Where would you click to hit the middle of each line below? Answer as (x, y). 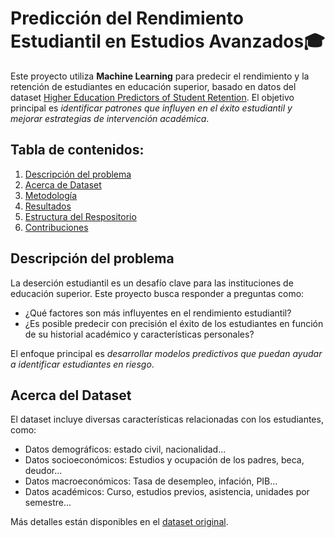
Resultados (48, 206)
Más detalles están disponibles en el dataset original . (119, 522)
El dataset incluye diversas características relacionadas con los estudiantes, (167, 419)
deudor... (43, 471)
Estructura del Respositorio (80, 216)
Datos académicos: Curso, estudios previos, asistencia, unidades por (167, 492)
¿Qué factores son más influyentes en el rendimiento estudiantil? (158, 313)
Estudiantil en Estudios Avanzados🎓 (167, 41)
